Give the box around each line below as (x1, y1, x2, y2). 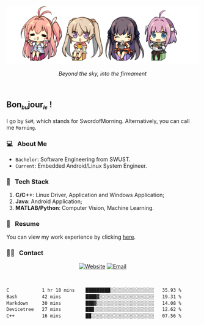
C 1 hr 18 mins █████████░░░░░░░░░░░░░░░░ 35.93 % (6, 287, 182, 293)
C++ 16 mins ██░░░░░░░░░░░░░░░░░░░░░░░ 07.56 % (6, 313, 182, 319)
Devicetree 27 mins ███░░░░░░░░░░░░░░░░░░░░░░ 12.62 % (6, 307, 182, 313)
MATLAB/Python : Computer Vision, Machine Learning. (15, 204, 155, 212)
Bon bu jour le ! (6, 99, 53, 111)
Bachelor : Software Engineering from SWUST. (15, 155, 131, 163)
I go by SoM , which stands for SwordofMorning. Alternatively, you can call (6, 117, 190, 124)
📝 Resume (6, 220, 40, 228)
